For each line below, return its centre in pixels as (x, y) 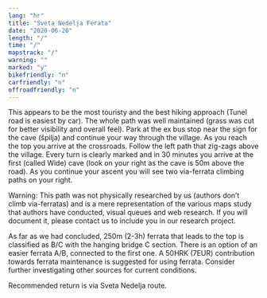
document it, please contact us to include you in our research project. (122, 221)
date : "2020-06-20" (41, 30)
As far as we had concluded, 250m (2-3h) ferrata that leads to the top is (126, 237)
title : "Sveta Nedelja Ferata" (60, 23)
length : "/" (28, 38)
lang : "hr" (26, 16)
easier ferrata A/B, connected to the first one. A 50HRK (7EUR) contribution (132, 253)
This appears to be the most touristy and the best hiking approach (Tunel (128, 112)
